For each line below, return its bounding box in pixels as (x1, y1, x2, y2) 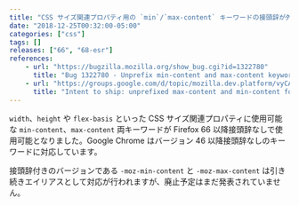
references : (9, 54, 53, 63)
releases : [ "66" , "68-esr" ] (9, 46, 114, 55)
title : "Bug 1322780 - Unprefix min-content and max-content (32, 71, 265, 80)
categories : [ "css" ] (9, 29, 86, 38)
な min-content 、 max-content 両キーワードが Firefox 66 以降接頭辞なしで (9, 123, 276, 134)
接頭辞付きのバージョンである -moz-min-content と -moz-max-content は (9, 165, 271, 176)
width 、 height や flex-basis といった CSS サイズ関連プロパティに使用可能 (9, 113, 283, 123)
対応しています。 (39, 146, 102, 156)
